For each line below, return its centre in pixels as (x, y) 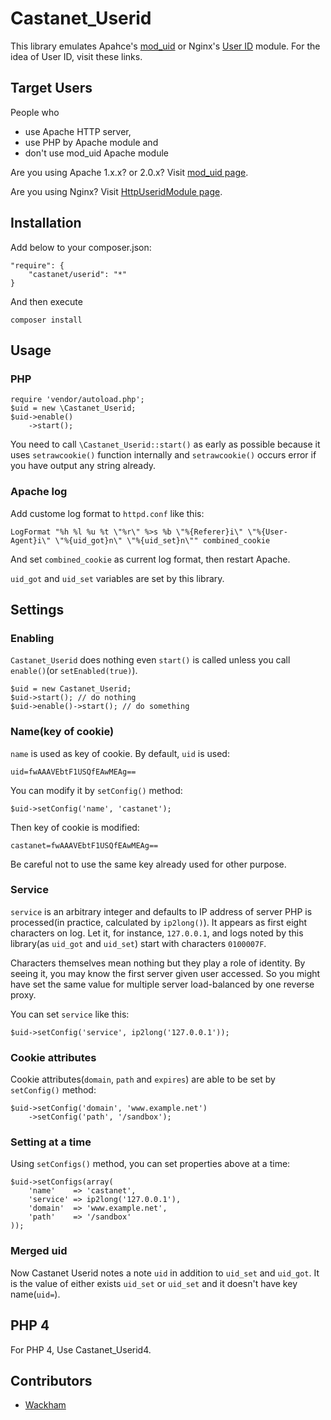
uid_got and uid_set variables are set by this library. (117, 578)
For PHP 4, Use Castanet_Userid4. (81, 1349)
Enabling (32, 638)
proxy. (23, 994)
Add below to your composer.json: (81, 247)
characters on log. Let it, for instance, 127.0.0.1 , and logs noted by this (157, 933)
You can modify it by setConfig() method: (96, 790)
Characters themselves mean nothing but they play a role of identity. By (158, 963)
